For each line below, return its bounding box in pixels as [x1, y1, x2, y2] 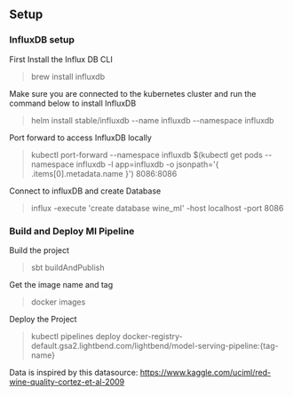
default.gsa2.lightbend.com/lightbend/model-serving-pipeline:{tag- [30, 340, 279, 351]
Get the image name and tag [9, 279, 114, 289]
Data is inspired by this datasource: [9, 367, 139, 377]
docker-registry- [123, 330, 184, 341]
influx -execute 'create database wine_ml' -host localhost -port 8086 [30, 202, 284, 213]
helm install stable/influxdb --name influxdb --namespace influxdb [30, 115, 274, 125]
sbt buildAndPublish [30, 262, 105, 273]
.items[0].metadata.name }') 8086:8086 [30, 168, 178, 178]
